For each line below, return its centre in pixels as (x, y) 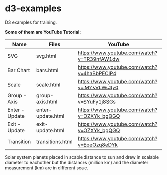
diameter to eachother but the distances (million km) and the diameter (77, 162)
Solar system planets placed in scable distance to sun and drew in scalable (82, 157)
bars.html (47, 70)
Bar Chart (19, 70)
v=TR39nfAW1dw (99, 59)
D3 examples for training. (31, 22)
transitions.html (54, 141)
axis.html (47, 101)
